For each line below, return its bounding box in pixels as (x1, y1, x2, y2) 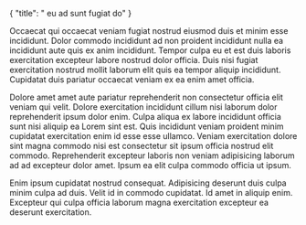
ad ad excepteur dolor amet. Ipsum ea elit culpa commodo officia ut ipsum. (9, 160, 292, 170)
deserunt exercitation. (9, 207, 92, 218)
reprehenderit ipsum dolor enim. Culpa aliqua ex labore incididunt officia (9, 112, 281, 122)
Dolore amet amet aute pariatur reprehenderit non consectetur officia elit (9, 91, 283, 102)
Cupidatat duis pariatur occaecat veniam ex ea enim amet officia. (9, 74, 255, 85)
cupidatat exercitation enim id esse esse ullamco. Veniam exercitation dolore (9, 131, 298, 141)
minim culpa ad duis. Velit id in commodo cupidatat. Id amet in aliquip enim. (9, 187, 293, 198)
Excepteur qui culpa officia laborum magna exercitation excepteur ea (9, 197, 269, 208)
